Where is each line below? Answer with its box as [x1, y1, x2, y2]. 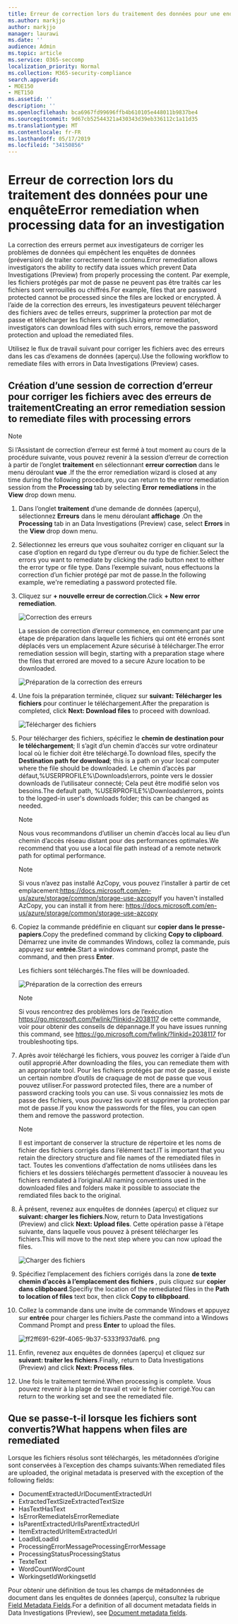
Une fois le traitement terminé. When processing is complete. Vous [18, 1377, 211, 1385]
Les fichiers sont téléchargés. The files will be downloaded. [18, 966, 190, 975]
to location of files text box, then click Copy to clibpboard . [18, 1292, 191, 1300]
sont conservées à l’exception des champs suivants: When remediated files [8, 1461, 225, 1469]
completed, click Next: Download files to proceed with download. [18, 706, 210, 714]
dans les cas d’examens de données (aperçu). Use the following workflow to [8, 352, 229, 360]
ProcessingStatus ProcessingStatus [18, 1549, 121, 1558]
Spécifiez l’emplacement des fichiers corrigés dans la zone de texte [18, 1269, 217, 1278]
